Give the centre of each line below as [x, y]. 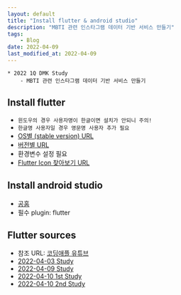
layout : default [31, 14]
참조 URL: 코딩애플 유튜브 [53, 253]
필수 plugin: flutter [44, 212]
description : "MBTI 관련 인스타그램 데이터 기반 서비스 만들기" [91, 27]
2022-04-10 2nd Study [51, 284]
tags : [15, 34]
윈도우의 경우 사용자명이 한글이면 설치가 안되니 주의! [85, 120]
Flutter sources [42, 235]
